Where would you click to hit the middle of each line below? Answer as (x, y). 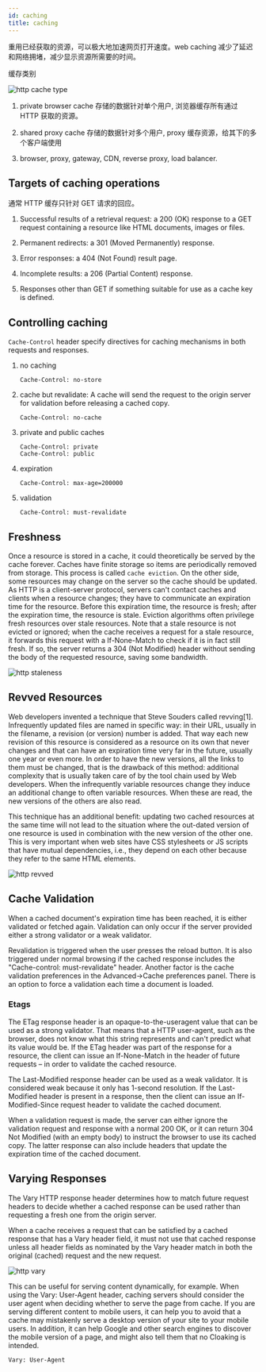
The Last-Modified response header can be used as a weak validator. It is (128, 1079)
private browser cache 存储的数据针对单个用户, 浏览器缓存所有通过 (129, 106)
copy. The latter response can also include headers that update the (118, 1145)
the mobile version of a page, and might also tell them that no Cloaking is (127, 1337)
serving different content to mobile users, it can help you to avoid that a (125, 1312)
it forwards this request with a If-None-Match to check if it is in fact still (124, 640)
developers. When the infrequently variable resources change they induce (129, 784)
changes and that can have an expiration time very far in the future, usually (131, 750)
